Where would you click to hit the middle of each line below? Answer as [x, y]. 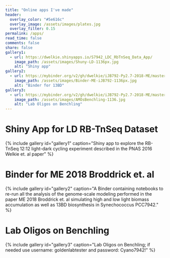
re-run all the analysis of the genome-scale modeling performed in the [79, 194]
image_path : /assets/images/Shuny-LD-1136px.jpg [67, 62]
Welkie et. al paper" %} [30, 154]
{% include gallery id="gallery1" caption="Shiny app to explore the [75, 143]
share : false [19, 48]
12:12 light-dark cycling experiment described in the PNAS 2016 [86, 149]
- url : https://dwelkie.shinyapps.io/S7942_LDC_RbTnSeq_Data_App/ [81, 57]
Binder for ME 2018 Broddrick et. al [80, 175]
